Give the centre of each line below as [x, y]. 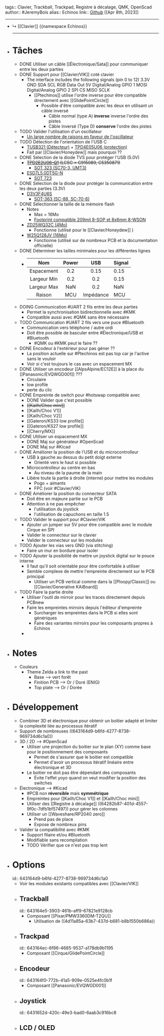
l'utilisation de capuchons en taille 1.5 [72, 514]
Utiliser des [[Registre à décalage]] [62, 803]
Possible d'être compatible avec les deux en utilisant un [97, 105]
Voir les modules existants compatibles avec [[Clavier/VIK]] [79, 883]
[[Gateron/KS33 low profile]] [55, 421]
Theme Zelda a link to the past [57, 672]
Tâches [27, 51]
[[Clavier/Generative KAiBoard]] [66, 587]
